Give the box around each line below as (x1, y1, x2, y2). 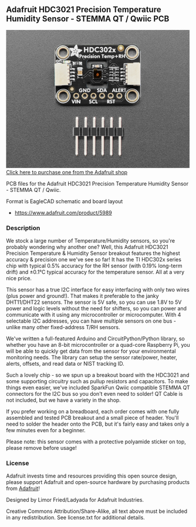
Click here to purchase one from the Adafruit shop (6, 168, 128, 175)
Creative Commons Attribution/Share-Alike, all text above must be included (6, 508, 188, 515)
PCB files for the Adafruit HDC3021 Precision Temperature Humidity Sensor (6, 180, 189, 187)
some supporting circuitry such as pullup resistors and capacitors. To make (6, 378, 188, 385)
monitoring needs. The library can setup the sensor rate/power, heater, (6, 354, 178, 361)
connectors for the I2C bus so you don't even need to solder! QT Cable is (6, 390, 183, 397)
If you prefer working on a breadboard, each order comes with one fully (6, 408, 180, 415)
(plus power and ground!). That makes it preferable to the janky (6, 293, 160, 300)
